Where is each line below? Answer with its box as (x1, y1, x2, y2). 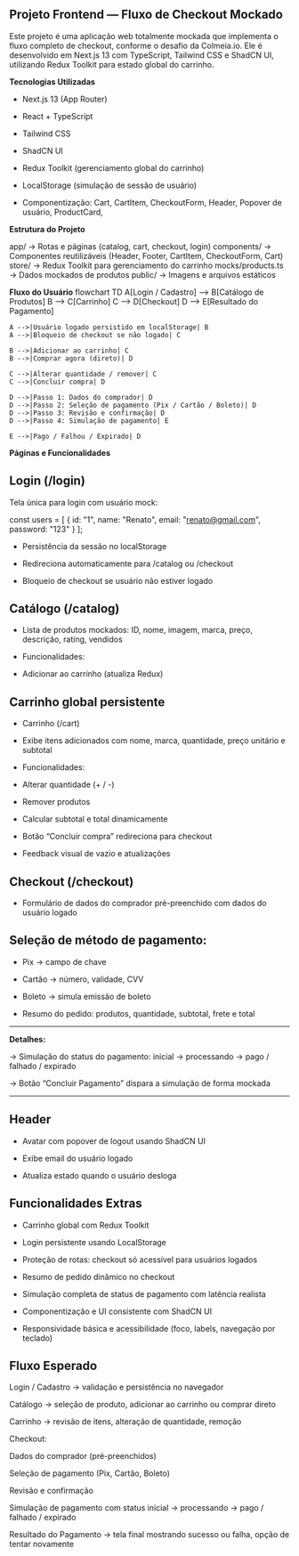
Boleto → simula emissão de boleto (21, 991, 151, 1001)
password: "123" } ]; (9, 523, 83, 534)
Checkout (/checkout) (9, 874, 134, 889)
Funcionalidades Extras (9, 1196, 142, 1212)
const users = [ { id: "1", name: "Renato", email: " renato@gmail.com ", (9, 514, 261, 524)
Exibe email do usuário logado (21, 1153, 133, 1163)
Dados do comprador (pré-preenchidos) (9, 1451, 158, 1462)
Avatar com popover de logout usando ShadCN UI (21, 1135, 206, 1147)
